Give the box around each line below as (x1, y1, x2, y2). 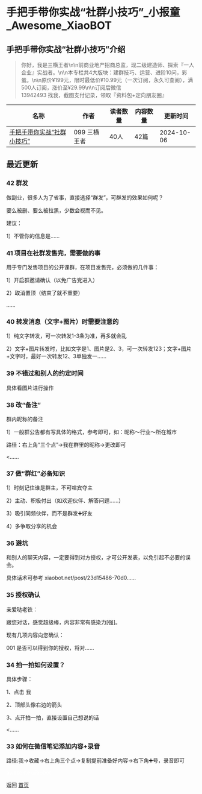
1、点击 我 (6, 688, 31, 696)
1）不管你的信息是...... (6, 232, 60, 239)
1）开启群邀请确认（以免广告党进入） (6, 276, 98, 283)
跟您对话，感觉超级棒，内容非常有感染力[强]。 (6, 619, 121, 626)
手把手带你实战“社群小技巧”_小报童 (6, 5, 180, 19)
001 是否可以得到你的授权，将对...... (6, 644, 94, 651)
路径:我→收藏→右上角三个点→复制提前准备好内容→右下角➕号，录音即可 (6, 757, 185, 764)
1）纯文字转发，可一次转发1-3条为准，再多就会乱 (6, 332, 127, 339)
